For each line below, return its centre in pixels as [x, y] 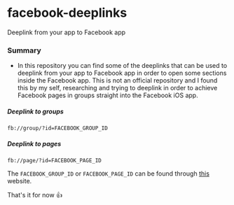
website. [20, 181]
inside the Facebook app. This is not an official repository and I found [117, 80]
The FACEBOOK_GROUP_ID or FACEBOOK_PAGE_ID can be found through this [109, 174]
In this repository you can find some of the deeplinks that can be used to [122, 66]
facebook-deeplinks [67, 13]
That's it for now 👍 [35, 195]
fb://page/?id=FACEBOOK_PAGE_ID [54, 161]
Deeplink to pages [34, 143]
